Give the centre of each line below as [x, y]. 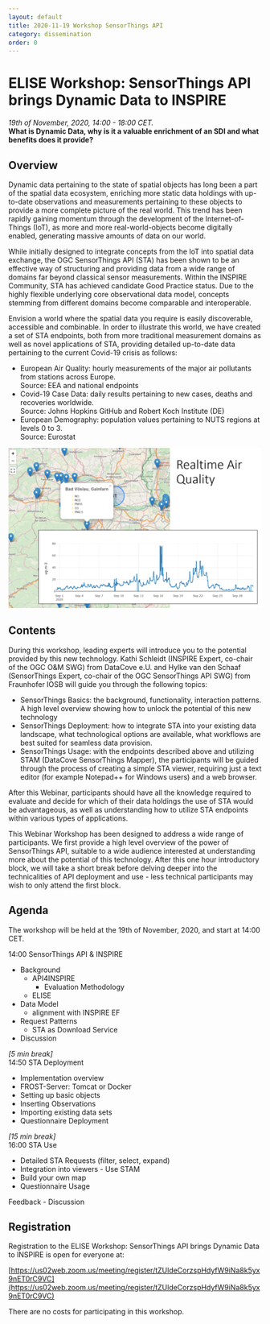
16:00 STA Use [33, 1144]
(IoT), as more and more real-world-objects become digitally [133, 227]
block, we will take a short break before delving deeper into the [113, 868]
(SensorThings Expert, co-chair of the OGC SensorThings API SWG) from [129, 676]
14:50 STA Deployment [46, 1062]
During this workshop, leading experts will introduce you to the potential [127, 650]
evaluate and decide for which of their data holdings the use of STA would [131, 801]
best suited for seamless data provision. [86, 743]
